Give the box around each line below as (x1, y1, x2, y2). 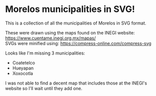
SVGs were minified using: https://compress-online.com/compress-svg (5, 40, 152, 46)
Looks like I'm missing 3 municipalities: (5, 50, 85, 56)
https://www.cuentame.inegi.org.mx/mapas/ (5, 35, 96, 41)
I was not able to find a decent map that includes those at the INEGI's (5, 80, 147, 86)
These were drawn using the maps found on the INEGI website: (5, 29, 135, 35)
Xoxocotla (12, 70, 33, 76)
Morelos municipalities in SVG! (5, 3, 136, 15)
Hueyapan (12, 65, 34, 71)
